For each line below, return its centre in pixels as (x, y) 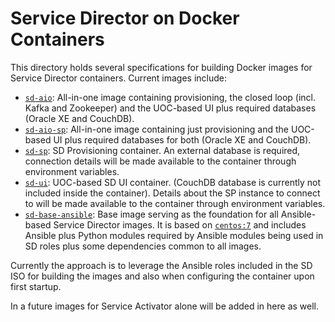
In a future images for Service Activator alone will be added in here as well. (164, 306)
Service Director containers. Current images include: (119, 78)
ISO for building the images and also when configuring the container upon (162, 276)
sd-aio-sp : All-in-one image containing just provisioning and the (157, 129)
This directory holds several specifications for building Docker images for (161, 67)
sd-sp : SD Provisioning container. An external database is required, (162, 150)
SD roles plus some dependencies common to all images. (143, 246)
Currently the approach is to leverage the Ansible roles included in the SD (161, 265)
